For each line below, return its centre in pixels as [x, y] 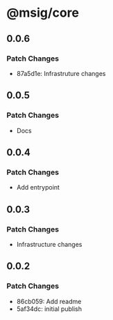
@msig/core [43, 13]
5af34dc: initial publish [49, 309]
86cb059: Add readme [49, 301]
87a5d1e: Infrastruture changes [61, 73]
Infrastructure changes [49, 244]
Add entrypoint [38, 188]
